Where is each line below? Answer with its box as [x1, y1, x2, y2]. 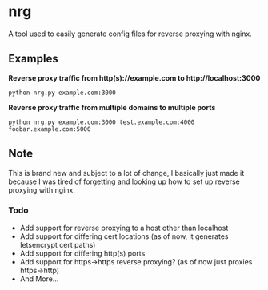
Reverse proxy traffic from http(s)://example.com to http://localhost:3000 [8, 73, 261, 82]
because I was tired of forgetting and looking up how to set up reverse [8, 177, 240, 186]
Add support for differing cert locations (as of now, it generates [19, 231, 229, 241]
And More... [19, 274, 59, 284]
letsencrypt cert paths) [19, 240, 96, 249]
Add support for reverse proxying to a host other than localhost [19, 223, 229, 232]
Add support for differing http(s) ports [19, 248, 146, 258]
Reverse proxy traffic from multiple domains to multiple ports [8, 102, 216, 112]
